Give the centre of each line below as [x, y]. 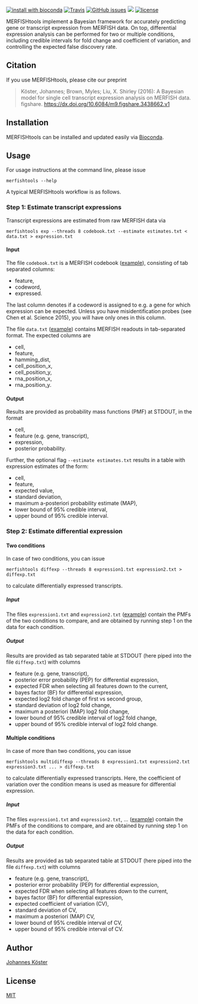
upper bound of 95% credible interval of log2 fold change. [86, 724]
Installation [27, 123]
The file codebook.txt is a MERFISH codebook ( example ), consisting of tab [97, 262]
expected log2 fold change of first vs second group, [78, 699]
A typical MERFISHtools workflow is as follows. [64, 192]
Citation [21, 65]
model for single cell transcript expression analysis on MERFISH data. [106, 98]
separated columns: [31, 269]
